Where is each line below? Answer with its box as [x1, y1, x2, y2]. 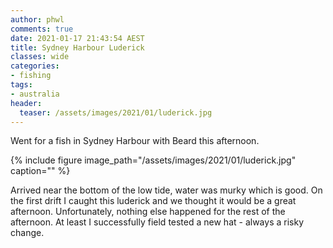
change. [10, 227, 45, 239]
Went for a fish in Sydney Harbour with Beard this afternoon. [10, 135, 260, 147]
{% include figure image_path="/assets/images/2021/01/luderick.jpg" [10, 154, 297, 166]
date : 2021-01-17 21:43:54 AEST [10, 33, 145, 43]
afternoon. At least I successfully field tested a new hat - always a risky [10, 216, 304, 228]
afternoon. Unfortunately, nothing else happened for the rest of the [10, 206, 286, 218]
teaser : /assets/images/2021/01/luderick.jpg [19, 107, 213, 118]
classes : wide [10, 52, 70, 62]
